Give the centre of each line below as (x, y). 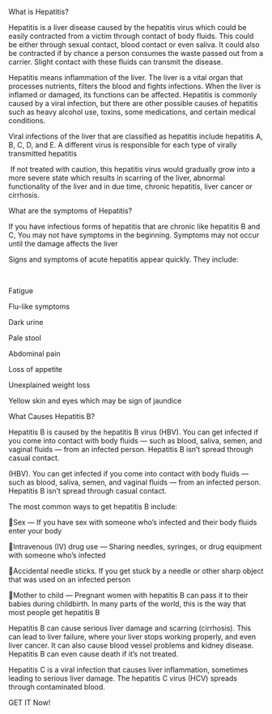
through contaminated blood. (57, 687)
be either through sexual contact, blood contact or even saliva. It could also (134, 45)
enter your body (35, 531)
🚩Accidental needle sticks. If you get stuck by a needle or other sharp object (136, 571)
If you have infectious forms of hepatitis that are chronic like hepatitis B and (134, 227)
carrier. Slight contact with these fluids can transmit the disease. (116, 62)
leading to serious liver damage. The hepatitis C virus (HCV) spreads (123, 678)
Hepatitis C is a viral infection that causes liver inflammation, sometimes (128, 669)
